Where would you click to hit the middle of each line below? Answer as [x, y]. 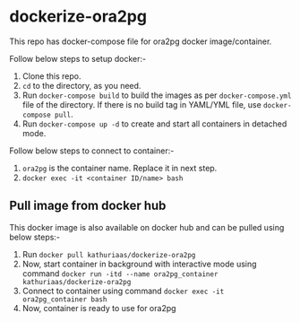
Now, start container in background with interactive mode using [139, 264]
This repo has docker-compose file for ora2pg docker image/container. [141, 41]
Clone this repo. [51, 76]
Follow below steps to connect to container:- [92, 151]
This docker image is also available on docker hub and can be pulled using [147, 227]
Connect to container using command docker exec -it [123, 291]
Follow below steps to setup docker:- [77, 58]
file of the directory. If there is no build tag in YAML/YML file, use [141, 104]
